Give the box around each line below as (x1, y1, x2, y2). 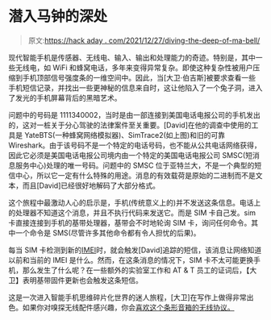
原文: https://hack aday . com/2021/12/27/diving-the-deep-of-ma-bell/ (27, 35, 261, 45)
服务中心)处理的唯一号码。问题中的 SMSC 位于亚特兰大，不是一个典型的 (15, 160, 255, 170)
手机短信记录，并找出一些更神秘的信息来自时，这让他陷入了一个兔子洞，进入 (8, 82, 263, 93)
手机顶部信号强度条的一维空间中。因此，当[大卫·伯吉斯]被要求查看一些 (22, 73, 256, 82)
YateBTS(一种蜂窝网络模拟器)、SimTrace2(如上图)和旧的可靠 (23, 130, 226, 139)
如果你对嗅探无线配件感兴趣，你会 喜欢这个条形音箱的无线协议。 (22, 302, 235, 312)
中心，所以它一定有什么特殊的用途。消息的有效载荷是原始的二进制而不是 (15, 170, 256, 180)
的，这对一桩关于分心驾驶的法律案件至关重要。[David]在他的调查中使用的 (8, 120, 252, 130)
